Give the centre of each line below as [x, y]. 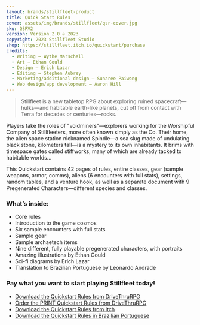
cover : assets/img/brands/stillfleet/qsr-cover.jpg [72, 23]
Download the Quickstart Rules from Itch [65, 309]
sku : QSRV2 [20, 28]
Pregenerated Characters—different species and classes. [77, 188]
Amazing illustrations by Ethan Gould [60, 255]
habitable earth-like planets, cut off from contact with [116, 108]
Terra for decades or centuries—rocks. [69, 114]
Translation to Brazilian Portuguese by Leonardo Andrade [85, 268]
